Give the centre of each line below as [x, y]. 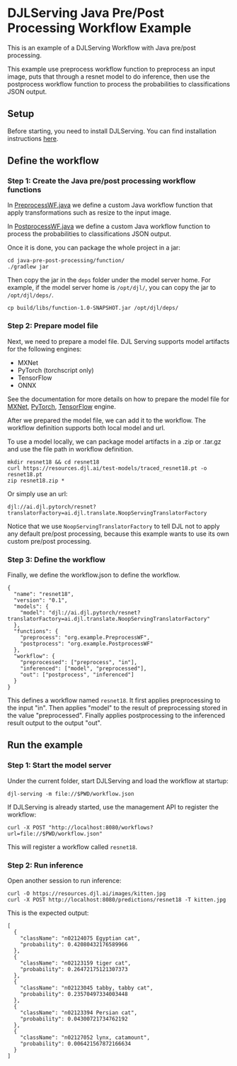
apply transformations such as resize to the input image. [89, 213]
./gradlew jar [28, 267]
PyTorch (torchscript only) [56, 370]
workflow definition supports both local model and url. [86, 427]
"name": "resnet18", [44, 594]
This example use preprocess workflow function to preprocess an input [111, 69]
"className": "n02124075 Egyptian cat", [80, 938]
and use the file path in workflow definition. [70, 449]
